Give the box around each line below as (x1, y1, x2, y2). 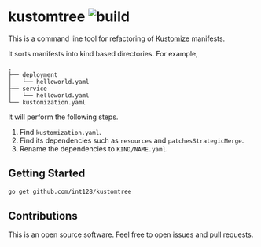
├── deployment (8, 71, 58, 78)
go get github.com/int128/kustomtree (8, 187, 132, 195)
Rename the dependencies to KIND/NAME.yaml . (19, 143, 168, 153)
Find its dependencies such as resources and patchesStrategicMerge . (19, 136, 244, 145)
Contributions (8, 209, 78, 223)
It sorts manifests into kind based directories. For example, (8, 49, 198, 58)
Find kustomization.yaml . (19, 127, 102, 136)
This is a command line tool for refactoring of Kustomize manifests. (8, 34, 226, 43)
